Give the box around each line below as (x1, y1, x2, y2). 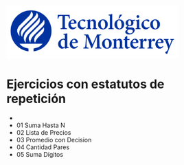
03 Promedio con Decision (16, 135, 92, 144)
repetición (6, 91, 67, 107)
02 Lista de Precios (16, 128, 71, 136)
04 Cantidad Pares (16, 143, 70, 151)
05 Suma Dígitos (16, 150, 63, 158)
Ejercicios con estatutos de (6, 76, 165, 92)
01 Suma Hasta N (16, 121, 66, 129)
